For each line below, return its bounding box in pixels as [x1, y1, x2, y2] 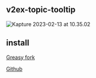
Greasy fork [6, 54, 36, 61]
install [6, 38, 30, 48]
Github [6, 65, 23, 72]
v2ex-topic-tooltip [6, 5, 76, 15]
